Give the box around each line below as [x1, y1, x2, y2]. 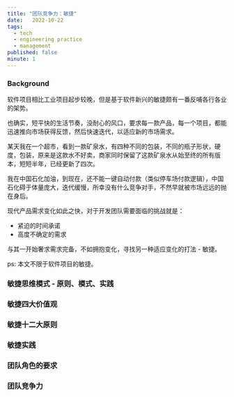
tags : [7, 23, 23, 30]
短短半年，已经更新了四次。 [19, 159, 99, 168]
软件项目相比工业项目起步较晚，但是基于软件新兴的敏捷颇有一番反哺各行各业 [7, 95, 227, 104]
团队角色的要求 [7, 360, 58, 370]
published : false [7, 49, 58, 56]
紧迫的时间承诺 [17, 221, 61, 230]
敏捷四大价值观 [7, 299, 58, 309]
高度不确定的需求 [17, 231, 67, 239]
